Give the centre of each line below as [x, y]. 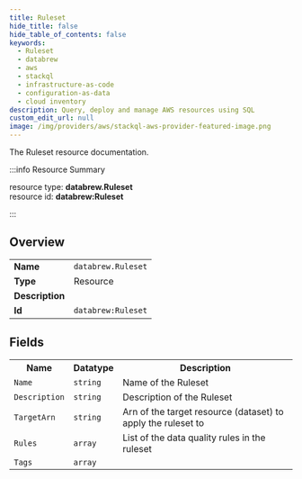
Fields [27, 343]
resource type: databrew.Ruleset [71, 187]
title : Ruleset [38, 18]
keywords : [28, 43]
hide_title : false [44, 26]
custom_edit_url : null [52, 118]
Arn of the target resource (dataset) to [204, 411]
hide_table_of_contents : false [68, 34]
